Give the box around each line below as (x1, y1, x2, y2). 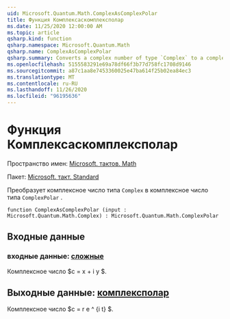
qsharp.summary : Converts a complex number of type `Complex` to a (7, 55, 204, 62)
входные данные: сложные (7, 251, 104, 261)
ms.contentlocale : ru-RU (7, 80, 78, 87)
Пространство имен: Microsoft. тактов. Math (7, 159, 137, 168)
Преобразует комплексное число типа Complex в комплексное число (7, 186, 209, 194)
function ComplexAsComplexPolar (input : (7, 206, 127, 213)
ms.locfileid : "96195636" (7, 93, 81, 100)
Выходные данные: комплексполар (7, 287, 170, 298)
